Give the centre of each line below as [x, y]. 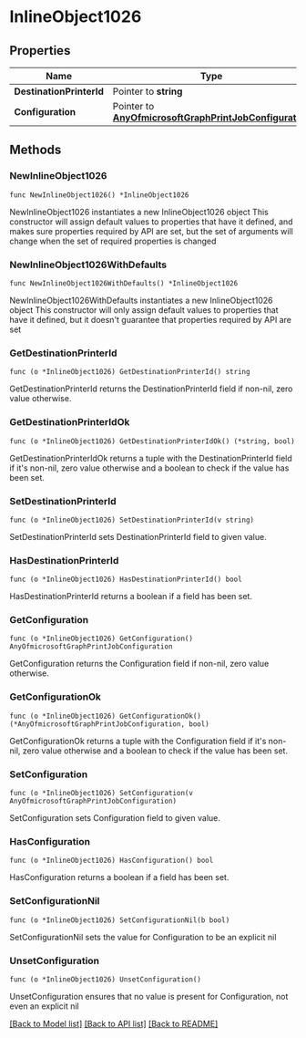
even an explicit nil [44, 1006]
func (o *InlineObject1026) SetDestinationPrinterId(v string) [132, 520]
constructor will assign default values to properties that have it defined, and [151, 222]
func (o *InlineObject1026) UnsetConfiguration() [106, 979]
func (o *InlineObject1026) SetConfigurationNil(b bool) [120, 920]
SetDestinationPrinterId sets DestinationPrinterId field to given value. [138, 536]
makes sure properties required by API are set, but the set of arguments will [151, 231]
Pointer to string [148, 91]
